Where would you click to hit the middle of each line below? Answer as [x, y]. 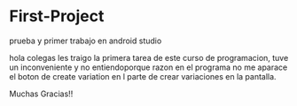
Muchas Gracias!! [41, 94]
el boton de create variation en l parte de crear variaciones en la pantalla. [143, 76]
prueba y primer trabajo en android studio [86, 41]
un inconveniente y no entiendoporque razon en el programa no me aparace [148, 67]
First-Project [57, 16]
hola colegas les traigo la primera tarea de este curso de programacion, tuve [149, 57]
